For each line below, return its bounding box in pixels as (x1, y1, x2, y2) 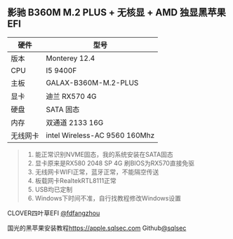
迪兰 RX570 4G (46, 91, 97, 101)
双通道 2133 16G (46, 118, 104, 128)
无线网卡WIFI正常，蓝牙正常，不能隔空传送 (34, 168, 159, 176)
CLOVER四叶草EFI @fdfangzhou (7, 209, 100, 217)
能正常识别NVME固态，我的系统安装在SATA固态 (34, 150, 173, 158)
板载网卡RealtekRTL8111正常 (34, 176, 117, 184)
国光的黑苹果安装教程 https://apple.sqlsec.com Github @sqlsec (7, 224, 187, 232)
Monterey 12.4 (46, 53, 95, 63)
